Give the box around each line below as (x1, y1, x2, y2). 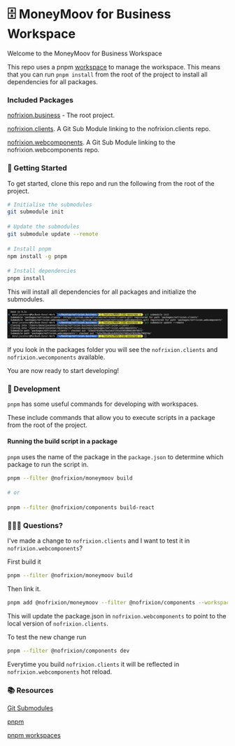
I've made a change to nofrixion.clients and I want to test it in (7, 536, 190, 545)
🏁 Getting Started (7, 163, 68, 173)
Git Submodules (7, 704, 54, 712)
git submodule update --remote (7, 231, 99, 238)
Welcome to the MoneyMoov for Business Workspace (7, 49, 162, 57)
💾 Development (7, 384, 61, 394)
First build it (7, 557, 41, 566)
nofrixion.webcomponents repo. (7, 146, 100, 154)
